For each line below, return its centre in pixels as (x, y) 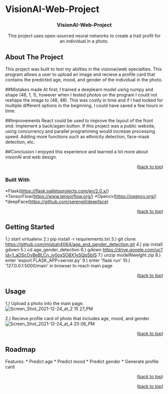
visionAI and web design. (31, 157)
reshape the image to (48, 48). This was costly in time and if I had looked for (84, 100)
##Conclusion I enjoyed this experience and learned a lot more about (76, 152)
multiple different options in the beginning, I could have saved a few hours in (84, 106)
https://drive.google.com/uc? (133, 250)
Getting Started (30, 227)
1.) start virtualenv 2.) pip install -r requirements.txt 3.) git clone (70, 239)
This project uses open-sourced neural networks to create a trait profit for (84, 36)
